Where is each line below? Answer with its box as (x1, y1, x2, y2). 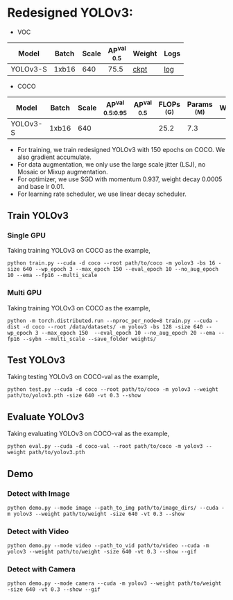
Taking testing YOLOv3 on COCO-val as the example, (7, 373, 159, 381)
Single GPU (7, 231, 46, 240)
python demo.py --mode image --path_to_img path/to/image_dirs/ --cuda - (7, 504, 225, 511)
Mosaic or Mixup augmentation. (17, 167, 109, 176)
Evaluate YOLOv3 (7, 411, 85, 423)
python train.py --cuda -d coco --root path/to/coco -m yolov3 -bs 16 (7, 260, 216, 267)
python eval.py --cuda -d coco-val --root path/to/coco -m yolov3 (7, 443, 203, 450)
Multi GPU (7, 288, 42, 298)
